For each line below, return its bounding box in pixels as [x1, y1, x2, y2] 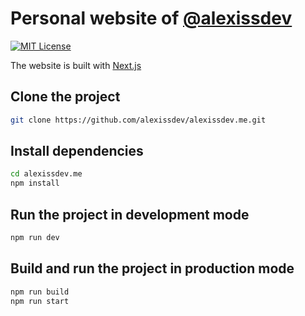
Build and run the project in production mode [10, 260, 295, 277]
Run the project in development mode [10, 206, 250, 223]
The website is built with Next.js [10, 59, 142, 71]
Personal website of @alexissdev [10, 7, 293, 30]
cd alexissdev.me [10, 169, 83, 179]
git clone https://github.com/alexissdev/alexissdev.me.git [10, 115, 267, 125]
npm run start [10, 296, 70, 306]
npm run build [10, 287, 70, 297]
